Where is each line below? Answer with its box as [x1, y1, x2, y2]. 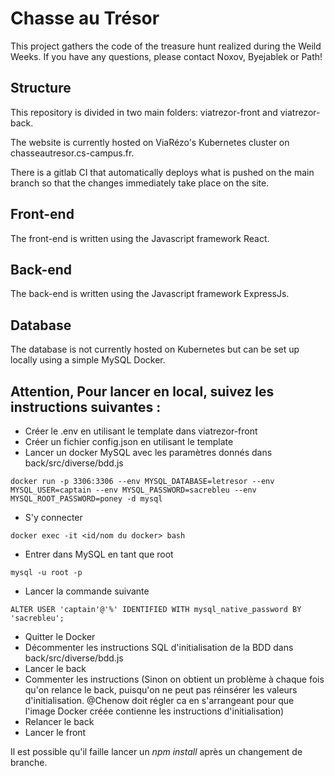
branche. [10, 757, 48, 768]
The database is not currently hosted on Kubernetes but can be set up [10, 343, 300, 356]
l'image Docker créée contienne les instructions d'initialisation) [24, 705, 285, 717]
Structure [10, 80, 72, 97]
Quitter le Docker [24, 631, 96, 642]
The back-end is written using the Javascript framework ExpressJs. [10, 288, 290, 300]
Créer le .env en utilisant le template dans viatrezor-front [24, 425, 258, 437]
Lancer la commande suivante [24, 585, 150, 597]
